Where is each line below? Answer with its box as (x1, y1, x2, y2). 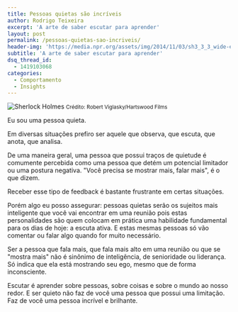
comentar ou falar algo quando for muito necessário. (7, 231, 161, 240)
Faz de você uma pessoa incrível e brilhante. (7, 296, 138, 305)
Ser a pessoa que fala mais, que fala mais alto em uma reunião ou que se (7, 245, 221, 254)
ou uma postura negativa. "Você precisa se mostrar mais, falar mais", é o (7, 166, 220, 174)
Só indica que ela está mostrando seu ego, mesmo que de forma (7, 260, 196, 269)
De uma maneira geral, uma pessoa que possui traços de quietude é (7, 151, 207, 160)
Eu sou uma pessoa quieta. (7, 116, 86, 125)
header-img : (7, 43, 42, 50)
